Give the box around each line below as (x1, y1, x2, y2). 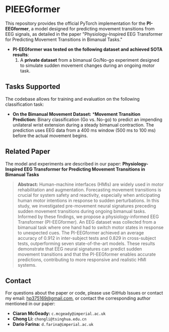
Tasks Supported (5, 82, 61, 91)
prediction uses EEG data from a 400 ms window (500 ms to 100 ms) (12, 127, 156, 133)
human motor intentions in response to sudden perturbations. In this (17, 197, 159, 203)
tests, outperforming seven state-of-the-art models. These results (17, 240, 155, 246)
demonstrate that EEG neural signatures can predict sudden (17, 245, 142, 252)
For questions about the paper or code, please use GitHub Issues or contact (5, 290, 163, 296)
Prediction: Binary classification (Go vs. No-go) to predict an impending (12, 116, 162, 122)
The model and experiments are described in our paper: (5, 160, 122, 167)
